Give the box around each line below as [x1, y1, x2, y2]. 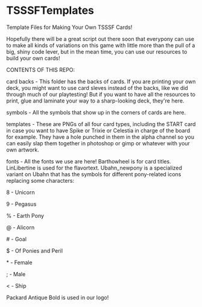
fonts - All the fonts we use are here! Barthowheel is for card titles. [6, 157, 171, 165]
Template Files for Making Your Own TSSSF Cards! [6, 24, 133, 31]
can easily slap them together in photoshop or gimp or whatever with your [6, 139, 190, 147]
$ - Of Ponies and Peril [6, 247, 63, 254]
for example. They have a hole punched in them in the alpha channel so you [6, 133, 195, 141]
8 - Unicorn [6, 188, 35, 196]
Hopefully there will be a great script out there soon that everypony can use [6, 35, 195, 42]
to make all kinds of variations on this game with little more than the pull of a [6, 42, 195, 49]
